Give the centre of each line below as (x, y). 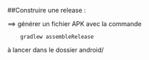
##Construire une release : (47, 10)
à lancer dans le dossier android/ (56, 50)
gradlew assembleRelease (57, 37)
